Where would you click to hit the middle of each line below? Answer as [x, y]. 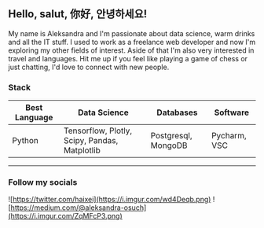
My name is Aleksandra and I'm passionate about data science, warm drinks [132, 33]
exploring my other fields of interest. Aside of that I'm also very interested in [131, 50]
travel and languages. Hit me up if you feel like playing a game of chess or [128, 58]
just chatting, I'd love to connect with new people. [89, 67]
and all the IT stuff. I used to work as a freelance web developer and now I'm [132, 42]
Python [26, 141]
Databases [177, 112]
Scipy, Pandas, [91, 141]
